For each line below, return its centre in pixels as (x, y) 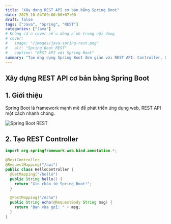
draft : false (19, 19)
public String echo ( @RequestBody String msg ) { (61, 203)
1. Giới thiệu (24, 96)
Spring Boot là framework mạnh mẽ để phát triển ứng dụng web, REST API (83, 108)
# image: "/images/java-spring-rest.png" (52, 43)
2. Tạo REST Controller (42, 139)
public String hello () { (36, 179)
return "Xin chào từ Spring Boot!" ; (53, 184)
